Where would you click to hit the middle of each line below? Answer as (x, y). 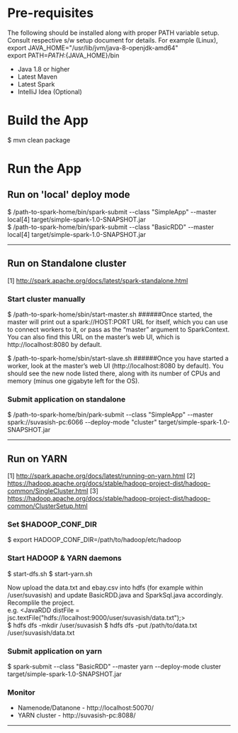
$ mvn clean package (39, 140)
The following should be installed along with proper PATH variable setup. (113, 33)
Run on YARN (38, 459)
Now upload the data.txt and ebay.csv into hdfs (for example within (105, 588)
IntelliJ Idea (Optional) (50, 92)
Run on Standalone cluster (67, 264)
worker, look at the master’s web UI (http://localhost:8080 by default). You (115, 365)
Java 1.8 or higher (44, 69)
